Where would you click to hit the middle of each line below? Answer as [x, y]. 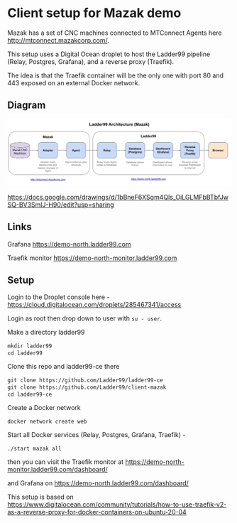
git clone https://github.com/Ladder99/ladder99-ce [85, 381]
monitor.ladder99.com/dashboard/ [57, 470]
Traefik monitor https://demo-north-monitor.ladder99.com [92, 258]
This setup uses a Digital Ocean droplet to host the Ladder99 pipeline [109, 54]
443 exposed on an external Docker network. [74, 82]
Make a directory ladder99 [46, 333]
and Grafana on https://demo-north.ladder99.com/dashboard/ [98, 483]
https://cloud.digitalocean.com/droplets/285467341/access [94, 305]
